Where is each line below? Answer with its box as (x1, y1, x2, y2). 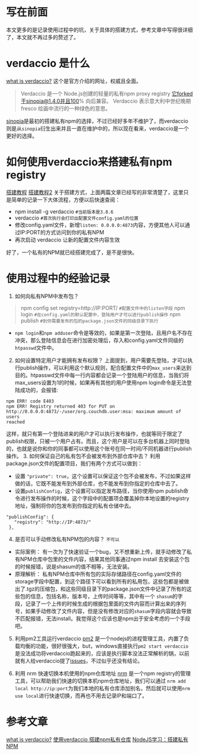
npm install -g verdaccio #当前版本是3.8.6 (14, 208, 114, 215)
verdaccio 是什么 (6, 57, 90, 70)
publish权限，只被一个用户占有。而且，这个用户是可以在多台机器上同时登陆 (6, 437, 190, 445)
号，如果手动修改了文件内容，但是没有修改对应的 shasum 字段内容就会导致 (14, 607, 192, 614)
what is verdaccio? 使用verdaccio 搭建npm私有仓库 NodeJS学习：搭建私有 (6, 735, 188, 743)
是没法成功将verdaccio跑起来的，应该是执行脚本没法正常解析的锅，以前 (14, 649, 190, 656)
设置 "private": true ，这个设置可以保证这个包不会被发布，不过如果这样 (14, 472, 191, 480)
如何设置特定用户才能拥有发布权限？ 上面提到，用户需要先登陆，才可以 (14, 357, 188, 364)
